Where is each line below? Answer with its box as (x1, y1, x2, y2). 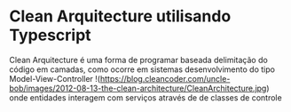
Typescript (9, 25, 91, 45)
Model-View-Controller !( (9, 73, 100, 84)
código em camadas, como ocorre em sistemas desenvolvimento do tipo (9, 64, 275, 75)
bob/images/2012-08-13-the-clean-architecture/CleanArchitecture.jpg (9, 83, 267, 93)
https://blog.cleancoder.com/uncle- (99, 73, 231, 84)
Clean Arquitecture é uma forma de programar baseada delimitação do (9, 54, 268, 65)
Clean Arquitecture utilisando (9, 6, 232, 27)
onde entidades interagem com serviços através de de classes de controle (9, 92, 282, 103)
